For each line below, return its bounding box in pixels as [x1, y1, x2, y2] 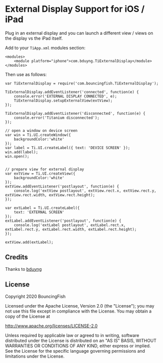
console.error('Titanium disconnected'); [14, 115, 99, 120]
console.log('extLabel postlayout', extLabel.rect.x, [14, 222, 126, 228]
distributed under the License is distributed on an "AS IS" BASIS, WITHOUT [5, 337, 157, 343]
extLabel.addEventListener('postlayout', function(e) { [5, 218, 121, 223]
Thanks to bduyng [5, 266, 42, 272]
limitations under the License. [5, 353, 65, 359]
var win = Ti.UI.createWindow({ [5, 132, 71, 137]
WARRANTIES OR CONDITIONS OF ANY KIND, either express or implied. [5, 342, 151, 349]
